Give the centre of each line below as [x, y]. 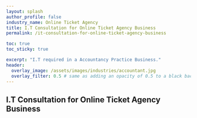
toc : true [18, 44]
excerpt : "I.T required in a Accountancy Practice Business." [84, 60]
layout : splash [25, 11]
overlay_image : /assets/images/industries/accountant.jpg [84, 71]
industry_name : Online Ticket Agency [52, 22]
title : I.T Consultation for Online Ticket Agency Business [81, 28]
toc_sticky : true [27, 49]
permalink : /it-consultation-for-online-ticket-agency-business [86, 33]
